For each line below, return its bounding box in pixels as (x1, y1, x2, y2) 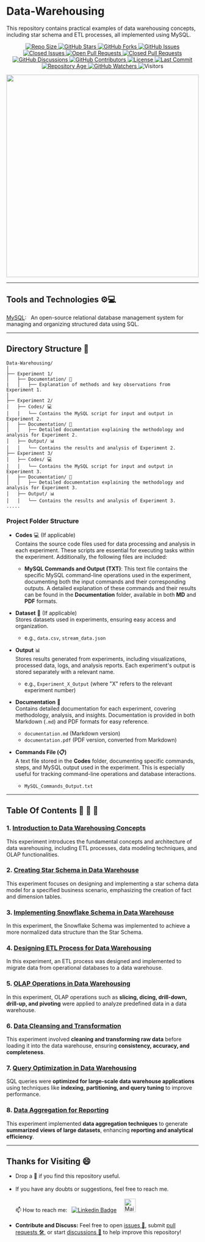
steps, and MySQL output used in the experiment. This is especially (15, 763, 185, 771)
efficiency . (6, 1133, 35, 1140)
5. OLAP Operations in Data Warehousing (6, 980, 131, 988)
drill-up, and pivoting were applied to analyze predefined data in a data (6, 1000, 187, 1007)
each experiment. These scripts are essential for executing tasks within (15, 546, 195, 554)
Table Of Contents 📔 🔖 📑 (6, 805, 99, 816)
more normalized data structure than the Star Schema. (6, 928, 143, 936)
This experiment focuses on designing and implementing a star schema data (6, 879, 199, 887)
